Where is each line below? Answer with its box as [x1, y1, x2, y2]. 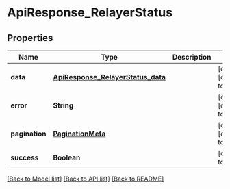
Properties [7, 32, 53, 44]
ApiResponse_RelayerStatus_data [53, 73, 166, 81]
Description [172, 53, 212, 62]
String [53, 101, 74, 110]
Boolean [53, 153, 81, 162]
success [10, 153, 39, 162]
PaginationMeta [53, 129, 106, 138]
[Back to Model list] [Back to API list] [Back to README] [7, 175, 164, 183]
